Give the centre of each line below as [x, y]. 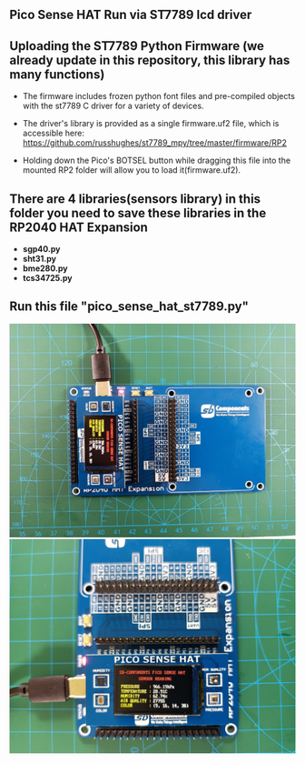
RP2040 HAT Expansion [79, 227]
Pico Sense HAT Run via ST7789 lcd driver [131, 15]
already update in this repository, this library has [150, 60]
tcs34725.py [47, 278]
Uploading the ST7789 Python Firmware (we [137, 46]
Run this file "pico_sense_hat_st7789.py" [129, 307]
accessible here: [53, 133]
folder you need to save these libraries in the [138, 213]
